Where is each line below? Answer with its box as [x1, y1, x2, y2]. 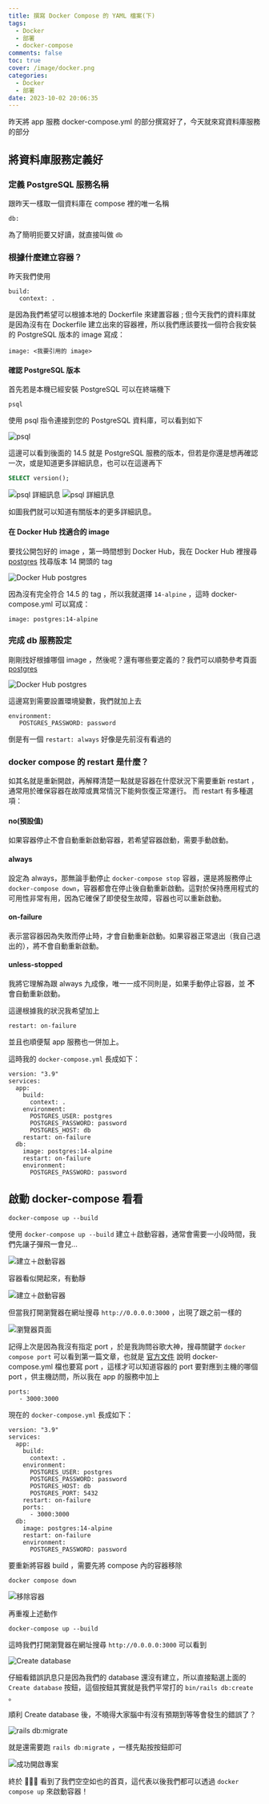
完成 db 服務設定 [8, 635, 72, 647]
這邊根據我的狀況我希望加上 [8, 1006, 100, 1015]
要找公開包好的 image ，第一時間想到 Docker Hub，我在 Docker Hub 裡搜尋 [8, 546, 258, 556]
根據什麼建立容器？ [8, 251, 82, 263]
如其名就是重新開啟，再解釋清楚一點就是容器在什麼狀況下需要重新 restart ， [8, 776, 259, 786]
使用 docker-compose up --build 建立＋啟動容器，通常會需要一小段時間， [8, 1229, 250, 1239]
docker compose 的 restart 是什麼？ [8, 756, 150, 767]
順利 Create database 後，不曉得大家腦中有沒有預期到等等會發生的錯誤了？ [8, 1709, 256, 1719]
